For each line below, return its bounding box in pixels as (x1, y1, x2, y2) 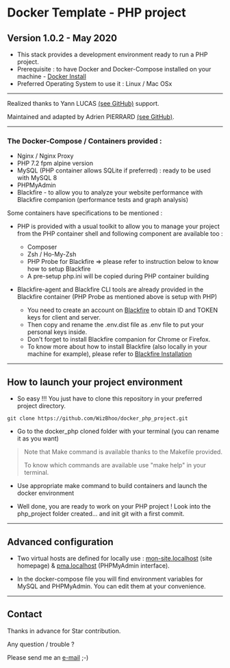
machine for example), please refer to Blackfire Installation (27, 350, 192, 358)
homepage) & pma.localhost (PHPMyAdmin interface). (16, 561, 170, 570)
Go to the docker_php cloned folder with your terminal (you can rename (16, 427, 220, 436)
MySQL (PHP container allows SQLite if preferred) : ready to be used (16, 166, 211, 175)
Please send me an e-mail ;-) (7, 653, 89, 661)
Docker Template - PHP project (7, 5, 186, 21)
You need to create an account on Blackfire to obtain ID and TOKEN (27, 306, 218, 314)
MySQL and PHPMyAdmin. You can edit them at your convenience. (16, 582, 207, 590)
